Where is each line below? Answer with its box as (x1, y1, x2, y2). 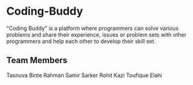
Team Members (6, 55, 67, 65)
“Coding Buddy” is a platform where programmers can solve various (6, 24, 179, 32)
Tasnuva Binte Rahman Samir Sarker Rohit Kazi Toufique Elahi (6, 72, 162, 79)
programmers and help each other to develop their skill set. (6, 37, 156, 45)
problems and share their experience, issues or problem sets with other (6, 31, 187, 38)
